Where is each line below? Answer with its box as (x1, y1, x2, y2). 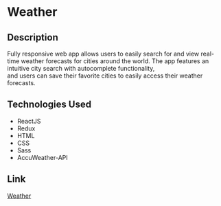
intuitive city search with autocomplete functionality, (7, 65, 155, 72)
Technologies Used (7, 99, 91, 111)
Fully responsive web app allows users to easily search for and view (7, 49, 200, 58)
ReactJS (16, 117, 41, 125)
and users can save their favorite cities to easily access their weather (7, 71, 203, 80)
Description (7, 32, 58, 43)
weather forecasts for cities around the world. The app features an (21, 57, 209, 65)
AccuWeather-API (16, 153, 69, 161)
